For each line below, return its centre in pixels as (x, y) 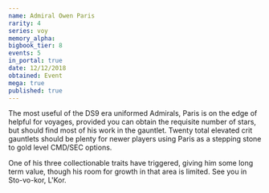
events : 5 (25, 53)
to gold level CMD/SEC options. (60, 148)
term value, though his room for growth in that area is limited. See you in (128, 172)
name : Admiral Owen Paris (51, 16)
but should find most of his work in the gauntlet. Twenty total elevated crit (130, 130)
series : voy (28, 31)
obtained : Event (35, 76)
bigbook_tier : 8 (35, 46)
